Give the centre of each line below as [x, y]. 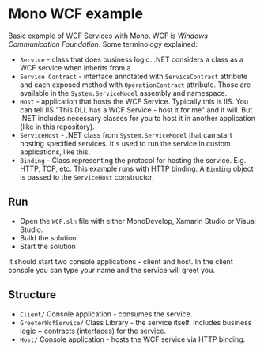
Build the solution [48, 237]
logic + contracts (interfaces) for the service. [92, 331]
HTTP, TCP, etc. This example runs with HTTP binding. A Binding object [137, 168]
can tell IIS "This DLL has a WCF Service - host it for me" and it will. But [136, 110]
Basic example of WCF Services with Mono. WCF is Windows [108, 36]
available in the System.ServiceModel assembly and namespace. [123, 93]
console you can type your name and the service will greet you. [112, 270]
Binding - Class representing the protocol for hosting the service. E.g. [133, 160]
